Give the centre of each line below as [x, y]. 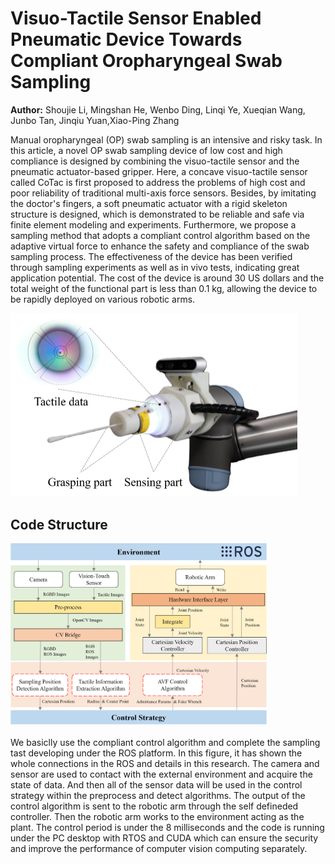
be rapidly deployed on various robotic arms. [103, 299]
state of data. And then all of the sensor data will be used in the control [156, 785]
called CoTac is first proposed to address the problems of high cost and [158, 182]
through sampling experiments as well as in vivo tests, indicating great [155, 267]
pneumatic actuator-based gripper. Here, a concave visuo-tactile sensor [159, 171]
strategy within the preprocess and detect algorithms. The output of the [158, 796]
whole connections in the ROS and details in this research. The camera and [165, 764]
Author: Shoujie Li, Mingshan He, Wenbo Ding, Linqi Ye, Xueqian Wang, [158, 109]
